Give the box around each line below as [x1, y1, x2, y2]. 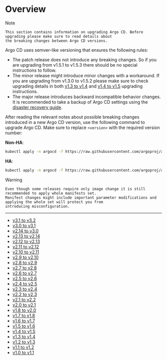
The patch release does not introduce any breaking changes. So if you [12, 56, 157, 63]
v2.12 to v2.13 [12, 238, 40, 244]
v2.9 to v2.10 [12, 254, 39, 260]
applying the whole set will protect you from [5, 199, 103, 205]
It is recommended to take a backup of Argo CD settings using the [12, 99, 148, 105]
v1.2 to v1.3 [12, 339, 36, 345]
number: [5, 129, 22, 135]
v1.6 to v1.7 [12, 318, 35, 324]
